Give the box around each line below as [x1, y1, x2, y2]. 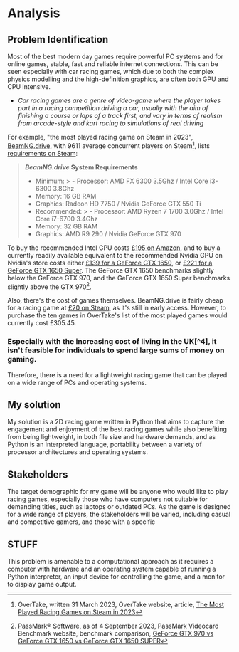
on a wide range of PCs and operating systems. [7, 378, 147, 387]
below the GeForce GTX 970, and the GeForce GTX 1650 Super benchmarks [7, 273, 230, 282]
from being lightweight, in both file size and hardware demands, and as [7, 433, 216, 441]
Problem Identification [7, 33, 109, 46]
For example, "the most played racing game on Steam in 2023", [7, 133, 193, 141]
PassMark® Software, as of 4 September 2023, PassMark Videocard [17, 621, 219, 631]
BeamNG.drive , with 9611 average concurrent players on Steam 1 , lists [7, 140, 210, 150]
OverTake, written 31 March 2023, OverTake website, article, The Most [17, 600, 224, 609]
